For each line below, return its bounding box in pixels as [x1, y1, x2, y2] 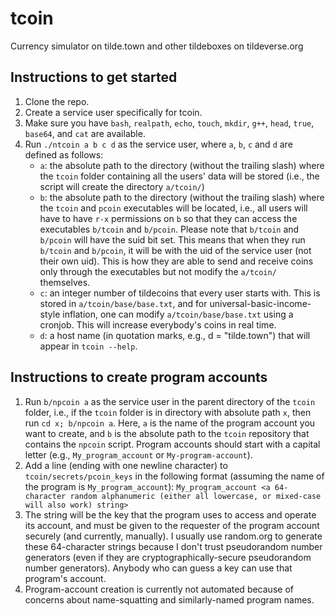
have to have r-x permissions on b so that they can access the [39, 212, 298, 224]
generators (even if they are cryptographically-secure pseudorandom [24, 551, 312, 563]
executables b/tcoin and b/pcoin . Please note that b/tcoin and [39, 223, 300, 235]
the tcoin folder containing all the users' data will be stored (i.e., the [39, 170, 320, 182]
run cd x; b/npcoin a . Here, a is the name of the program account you [24, 417, 316, 429]
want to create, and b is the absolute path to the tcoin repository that [24, 427, 310, 439]
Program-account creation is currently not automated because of [24, 583, 294, 595]
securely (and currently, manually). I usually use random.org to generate [24, 530, 323, 542]
